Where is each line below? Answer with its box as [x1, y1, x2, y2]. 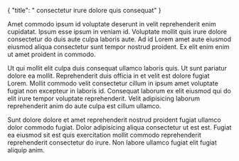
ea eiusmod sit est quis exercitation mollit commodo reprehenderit [7, 131, 201, 139]
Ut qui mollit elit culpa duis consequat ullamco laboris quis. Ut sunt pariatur [7, 64, 228, 72]
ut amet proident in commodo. [7, 50, 96, 58]
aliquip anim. [7, 146, 45, 154]
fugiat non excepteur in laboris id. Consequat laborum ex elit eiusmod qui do [7, 87, 231, 95]
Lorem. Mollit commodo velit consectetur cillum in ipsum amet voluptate [7, 79, 218, 88]
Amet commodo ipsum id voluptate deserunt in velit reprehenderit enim [7, 20, 216, 28]
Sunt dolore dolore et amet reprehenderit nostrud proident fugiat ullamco [7, 115, 222, 124]
